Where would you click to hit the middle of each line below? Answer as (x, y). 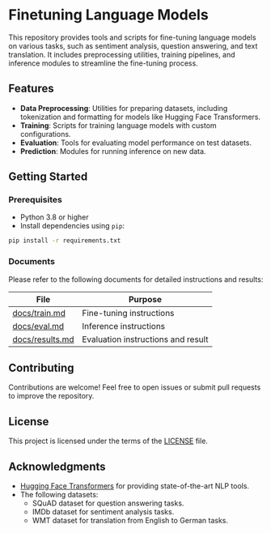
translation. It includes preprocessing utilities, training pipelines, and (122, 54)
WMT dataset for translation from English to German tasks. (130, 521)
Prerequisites (35, 200)
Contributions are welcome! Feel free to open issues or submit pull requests (135, 387)
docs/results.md (43, 339)
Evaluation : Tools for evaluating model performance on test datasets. (136, 143)
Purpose (145, 299)
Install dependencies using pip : (72, 226)
